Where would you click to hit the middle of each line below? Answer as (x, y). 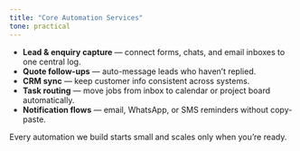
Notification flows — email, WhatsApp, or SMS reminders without (145, 109)
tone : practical (40, 26)
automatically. (48, 99)
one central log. (52, 61)
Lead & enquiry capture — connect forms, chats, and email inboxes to (154, 52)
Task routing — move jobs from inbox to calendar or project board (146, 90)
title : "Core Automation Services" (76, 18)
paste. (34, 119)
